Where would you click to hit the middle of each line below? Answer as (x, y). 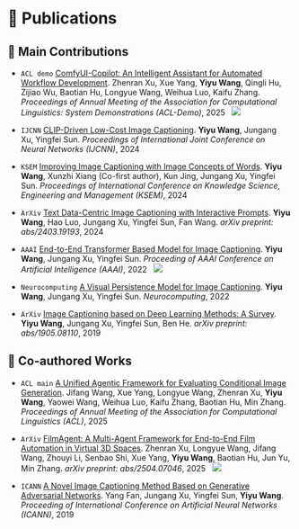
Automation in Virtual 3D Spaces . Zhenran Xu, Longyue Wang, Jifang (148, 448)
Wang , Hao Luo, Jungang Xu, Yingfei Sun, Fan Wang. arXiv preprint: (147, 222)
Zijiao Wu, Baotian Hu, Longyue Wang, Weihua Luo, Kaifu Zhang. (140, 92)
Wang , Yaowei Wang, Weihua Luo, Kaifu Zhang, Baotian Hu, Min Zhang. (153, 402)
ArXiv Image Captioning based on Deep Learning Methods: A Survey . (148, 314)
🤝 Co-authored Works (70, 361)
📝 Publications (62, 18)
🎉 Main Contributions (68, 52)
